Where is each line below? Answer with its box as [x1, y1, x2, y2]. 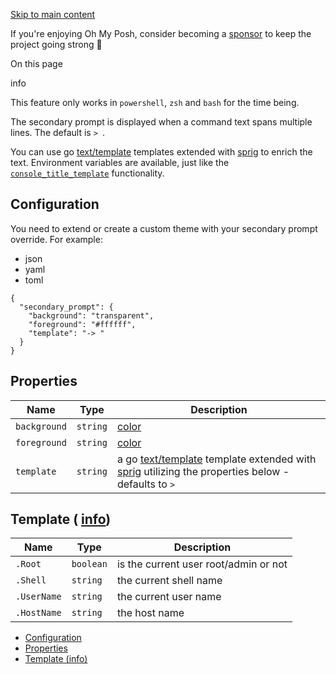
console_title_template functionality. [10, 167, 165, 179]
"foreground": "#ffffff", [28, 319, 137, 329]
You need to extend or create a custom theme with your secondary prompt [10, 222, 318, 234]
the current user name [116, 590, 222, 604]
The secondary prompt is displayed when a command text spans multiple [10, 116, 313, 128]
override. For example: [10, 233, 103, 245]
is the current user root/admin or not [116, 557, 288, 571]
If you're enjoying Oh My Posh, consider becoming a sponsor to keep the [10, 28, 312, 39]
